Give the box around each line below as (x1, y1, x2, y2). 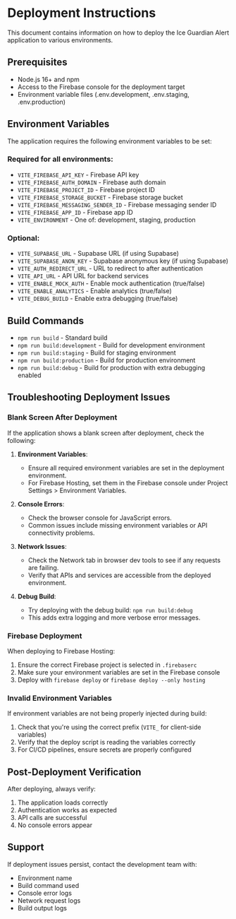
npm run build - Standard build (17, 333, 108, 342)
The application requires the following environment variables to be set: (7, 136, 213, 146)
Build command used (17, 881, 80, 889)
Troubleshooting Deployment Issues (7, 391, 170, 403)
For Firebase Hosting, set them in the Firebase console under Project (27, 478, 228, 487)
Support (7, 841, 44, 853)
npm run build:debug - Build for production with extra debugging (17, 363, 206, 372)
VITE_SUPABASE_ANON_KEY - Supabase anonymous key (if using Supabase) (17, 256, 229, 266)
